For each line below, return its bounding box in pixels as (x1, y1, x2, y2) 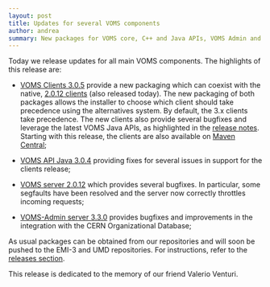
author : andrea (8, 27, 60, 35)
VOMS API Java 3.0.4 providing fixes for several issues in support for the (19, 156, 263, 166)
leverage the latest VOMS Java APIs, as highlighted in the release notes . (19, 123, 260, 133)
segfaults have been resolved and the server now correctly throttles (19, 188, 246, 198)
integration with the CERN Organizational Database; (19, 221, 192, 231)
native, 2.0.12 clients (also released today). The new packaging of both (19, 89, 255, 99)
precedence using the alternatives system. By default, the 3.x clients (19, 106, 248, 116)
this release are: (8, 65, 62, 75)
